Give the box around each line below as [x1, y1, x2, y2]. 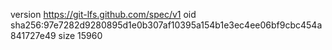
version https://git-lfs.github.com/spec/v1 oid [10, 9, 197, 20]
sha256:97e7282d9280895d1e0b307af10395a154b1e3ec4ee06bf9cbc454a [10, 19, 323, 31]
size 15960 [58, 30, 103, 41]
